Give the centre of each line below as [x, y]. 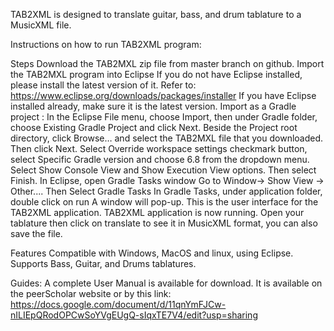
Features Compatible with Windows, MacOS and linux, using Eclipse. [152, 253]
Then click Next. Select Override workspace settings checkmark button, [159, 148]
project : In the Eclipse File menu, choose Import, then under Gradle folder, [164, 117]
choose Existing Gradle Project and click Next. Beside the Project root [154, 127]
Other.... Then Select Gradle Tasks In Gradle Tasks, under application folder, [166, 191]
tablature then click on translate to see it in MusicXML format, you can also [164, 223]
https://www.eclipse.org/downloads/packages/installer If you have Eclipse [163, 95]
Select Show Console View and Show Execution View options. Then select [163, 170]
